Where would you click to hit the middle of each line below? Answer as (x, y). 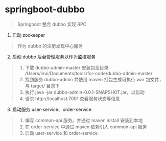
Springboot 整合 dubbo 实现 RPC (52, 24)
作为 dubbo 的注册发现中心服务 (50, 46)
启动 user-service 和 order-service (61, 133)
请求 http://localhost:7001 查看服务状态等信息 (73, 99)
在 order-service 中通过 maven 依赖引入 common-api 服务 (86, 127)
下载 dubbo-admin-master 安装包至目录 (67, 67)
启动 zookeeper (29, 35)
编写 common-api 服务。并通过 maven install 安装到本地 (84, 120)
